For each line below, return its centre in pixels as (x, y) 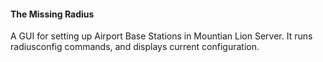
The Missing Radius (52, 14)
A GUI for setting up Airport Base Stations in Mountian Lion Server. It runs (161, 36)
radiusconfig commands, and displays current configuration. (135, 47)
